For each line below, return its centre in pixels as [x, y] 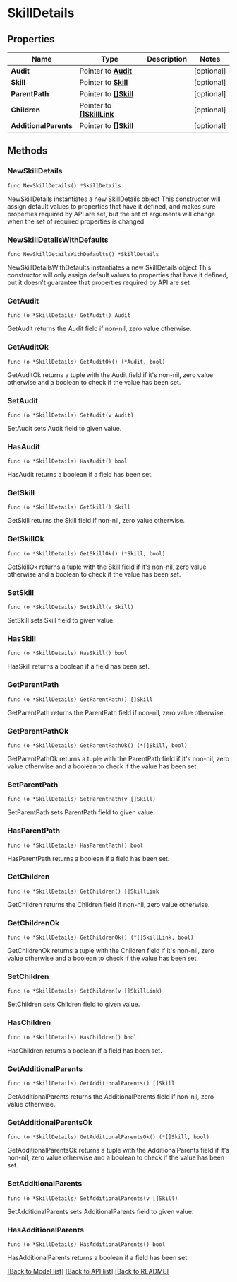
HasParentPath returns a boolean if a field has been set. [89, 858]
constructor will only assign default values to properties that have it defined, [118, 275]
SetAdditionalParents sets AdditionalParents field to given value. [101, 1211]
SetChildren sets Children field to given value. [74, 1004]
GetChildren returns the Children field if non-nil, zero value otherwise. [109, 904]
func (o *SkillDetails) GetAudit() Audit [69, 316]
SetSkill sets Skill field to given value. [61, 620]
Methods [28, 151]
